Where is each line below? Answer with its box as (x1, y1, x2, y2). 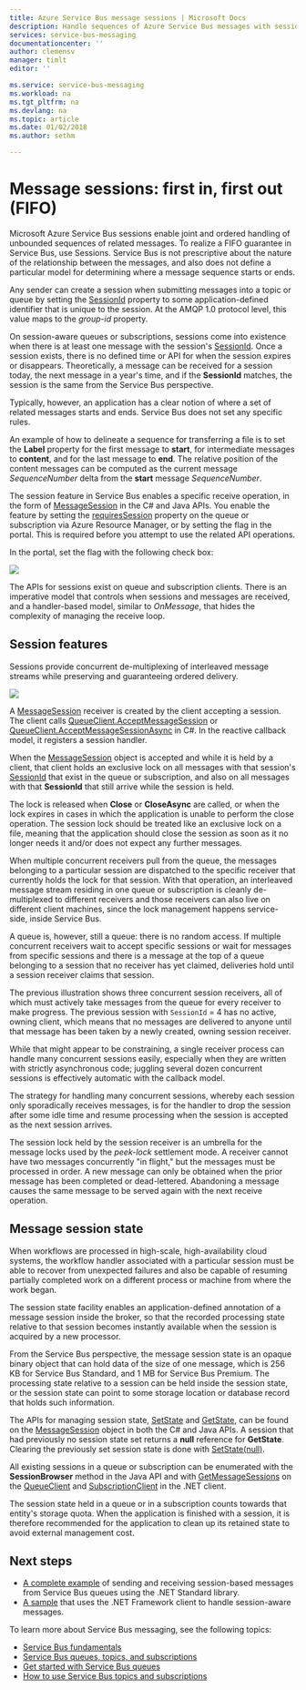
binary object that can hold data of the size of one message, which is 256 (9, 1358, 285, 1369)
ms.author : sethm (9, 131, 76, 141)
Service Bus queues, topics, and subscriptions (22, 1652, 198, 1663)
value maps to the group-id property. (9, 313, 148, 324)
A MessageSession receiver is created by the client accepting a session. (9, 705, 281, 716)
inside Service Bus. (29, 912, 102, 924)
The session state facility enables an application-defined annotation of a (9, 1301, 281, 1312)
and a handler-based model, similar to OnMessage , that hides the (9, 600, 255, 611)
